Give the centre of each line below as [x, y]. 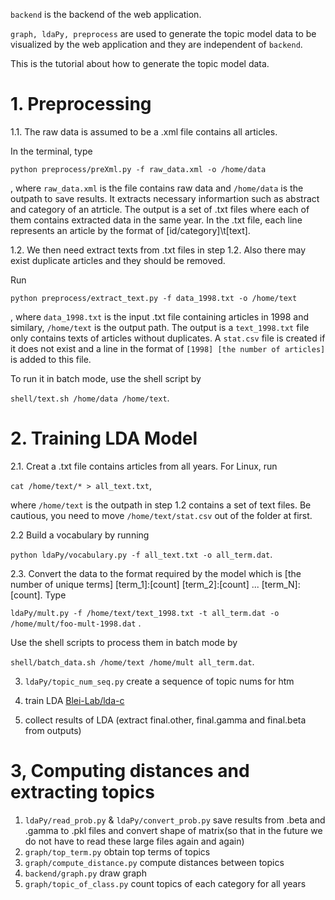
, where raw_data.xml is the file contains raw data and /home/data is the [157, 188]
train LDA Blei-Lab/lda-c [74, 700]
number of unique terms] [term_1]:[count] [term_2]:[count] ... [135, 584]
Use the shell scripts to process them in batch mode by [124, 642]
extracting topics [82, 792]
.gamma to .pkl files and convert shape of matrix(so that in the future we [173, 830]
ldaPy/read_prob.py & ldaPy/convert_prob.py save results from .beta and [175, 820]
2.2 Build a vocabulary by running [80, 535]
